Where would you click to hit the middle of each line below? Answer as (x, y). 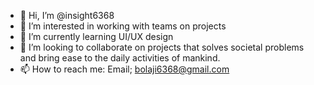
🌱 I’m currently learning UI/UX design (96, 36)
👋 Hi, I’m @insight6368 (67, 15)
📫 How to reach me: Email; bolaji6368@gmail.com (124, 69)
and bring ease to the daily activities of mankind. (120, 58)
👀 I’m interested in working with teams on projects (123, 26)
